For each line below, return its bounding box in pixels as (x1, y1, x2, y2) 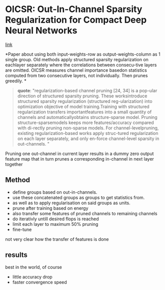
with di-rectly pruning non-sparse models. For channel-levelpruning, (17, 124, 159, 131)
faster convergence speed (12, 279, 67, 285)
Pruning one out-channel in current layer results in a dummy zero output (5, 151, 154, 157)
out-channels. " (17, 140, 50, 147)
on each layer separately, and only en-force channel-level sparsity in (17, 135, 159, 141)
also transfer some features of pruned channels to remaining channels (12, 210, 157, 216)
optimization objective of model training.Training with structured (17, 103, 150, 109)
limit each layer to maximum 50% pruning (12, 221, 98, 227)
